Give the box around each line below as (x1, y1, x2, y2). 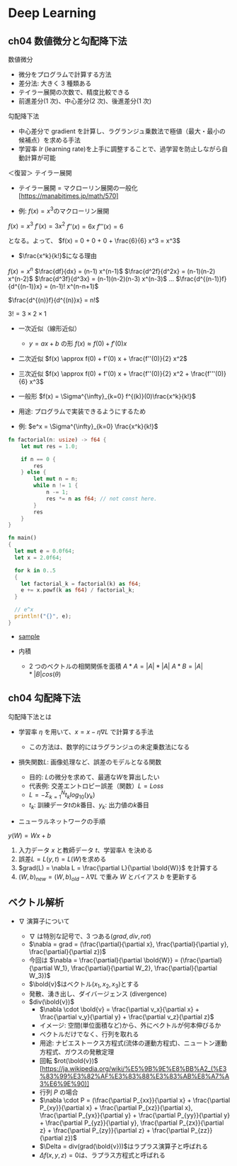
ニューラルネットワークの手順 (18, 817, 105, 826)
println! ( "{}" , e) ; (14, 613, 72, 620)
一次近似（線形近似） (18, 324, 81, 333)
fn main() (8, 534, 37, 542)
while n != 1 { (33, 482, 79, 489)
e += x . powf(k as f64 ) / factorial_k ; (21, 587, 135, 594)
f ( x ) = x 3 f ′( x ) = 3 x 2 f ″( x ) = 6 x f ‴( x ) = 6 (8, 221, 124, 231)
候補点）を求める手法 (18, 136, 81, 144)
